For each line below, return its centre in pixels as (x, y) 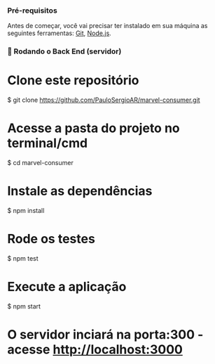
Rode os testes (51, 239)
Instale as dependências (80, 191)
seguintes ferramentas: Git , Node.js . (60, 33)
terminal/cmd (48, 143)
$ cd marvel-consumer (40, 163)
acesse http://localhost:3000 (95, 350)
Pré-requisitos (32, 11)
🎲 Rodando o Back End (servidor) (64, 51)
